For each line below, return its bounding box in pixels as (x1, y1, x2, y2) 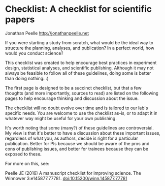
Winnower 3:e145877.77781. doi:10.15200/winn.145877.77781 (5, 175, 128, 181)
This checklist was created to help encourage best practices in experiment (5, 60, 157, 65)
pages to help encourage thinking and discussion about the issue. (5, 95, 139, 101)
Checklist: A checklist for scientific (5, 3, 152, 15)
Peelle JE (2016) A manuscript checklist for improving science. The (5, 170, 141, 176)
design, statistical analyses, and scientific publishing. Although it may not (5, 65, 154, 71)
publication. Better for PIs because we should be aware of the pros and (5, 140, 150, 146)
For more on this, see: (5, 160, 50, 166)
